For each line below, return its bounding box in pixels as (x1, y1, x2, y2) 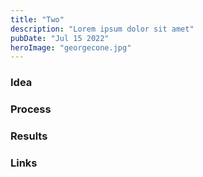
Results (10, 129, 48, 143)
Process (10, 102, 52, 116)
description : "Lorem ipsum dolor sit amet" (10, 24, 195, 34)
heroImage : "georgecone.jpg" (10, 42, 132, 53)
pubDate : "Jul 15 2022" (10, 33, 110, 43)
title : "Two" (10, 14, 65, 25)
